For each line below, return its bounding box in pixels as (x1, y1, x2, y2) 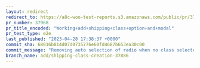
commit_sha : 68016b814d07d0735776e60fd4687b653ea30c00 (5, 42, 145, 48)
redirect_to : (5, 14, 38, 20)
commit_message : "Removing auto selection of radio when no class (5, 47, 174, 53)
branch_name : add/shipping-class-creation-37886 (5, 53, 129, 59)
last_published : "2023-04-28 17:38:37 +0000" (5, 36, 121, 42)
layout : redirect (5, 8, 49, 15)
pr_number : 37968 (5, 20, 49, 25)
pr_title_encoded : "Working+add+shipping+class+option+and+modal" (5, 25, 174, 31)
